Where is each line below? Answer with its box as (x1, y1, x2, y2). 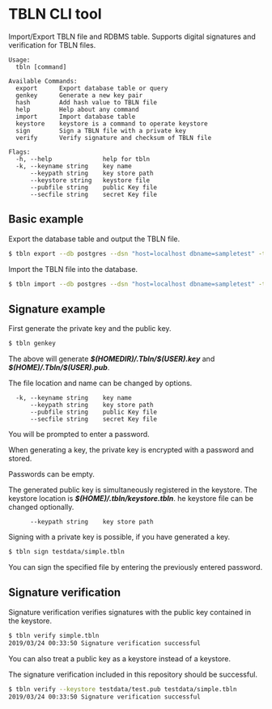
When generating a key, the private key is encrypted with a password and (8, 445, 254, 455)
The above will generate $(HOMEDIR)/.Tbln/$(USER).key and (8, 354, 215, 364)
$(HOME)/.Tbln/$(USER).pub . (8, 363, 110, 372)
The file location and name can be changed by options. (8, 378, 193, 388)
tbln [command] (15, 62, 67, 71)
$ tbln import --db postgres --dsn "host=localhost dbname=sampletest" (8, 280, 255, 288)
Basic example (8, 212, 83, 227)
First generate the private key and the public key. (8, 324, 172, 333)
